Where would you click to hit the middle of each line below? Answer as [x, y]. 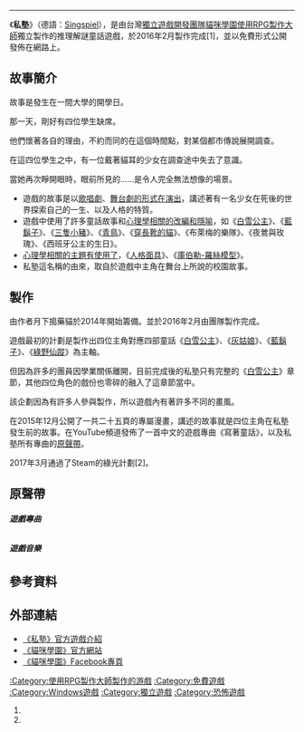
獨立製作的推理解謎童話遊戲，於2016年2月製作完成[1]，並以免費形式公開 [152, 36]
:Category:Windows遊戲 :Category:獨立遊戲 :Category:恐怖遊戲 [128, 692]
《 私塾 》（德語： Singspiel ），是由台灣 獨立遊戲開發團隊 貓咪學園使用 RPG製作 [147, 24]
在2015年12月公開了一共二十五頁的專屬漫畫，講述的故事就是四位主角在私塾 [149, 420]
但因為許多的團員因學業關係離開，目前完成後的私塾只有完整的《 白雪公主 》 [148, 371]
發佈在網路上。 [37, 47]
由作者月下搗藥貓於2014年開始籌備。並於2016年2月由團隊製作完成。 [137, 321]
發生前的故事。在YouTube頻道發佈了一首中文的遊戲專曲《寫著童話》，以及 [147, 432]
